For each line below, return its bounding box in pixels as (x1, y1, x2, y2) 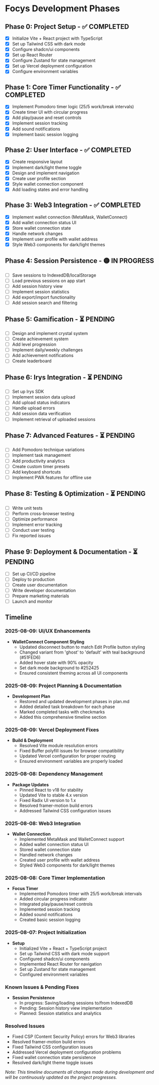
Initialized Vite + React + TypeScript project (19, 945, 107, 951)
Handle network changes (12, 231, 63, 236)
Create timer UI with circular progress (12, 109, 88, 115)
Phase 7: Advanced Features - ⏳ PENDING (5, 431, 135, 440)
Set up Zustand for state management (19, 966, 96, 972)
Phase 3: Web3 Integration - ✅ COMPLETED (5, 201, 141, 210)
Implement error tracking (12, 521, 62, 527)
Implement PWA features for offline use (12, 474, 92, 480)
